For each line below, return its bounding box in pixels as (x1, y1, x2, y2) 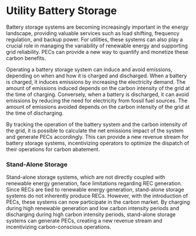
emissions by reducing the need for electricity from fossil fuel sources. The (6, 97, 188, 104)
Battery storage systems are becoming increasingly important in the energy (6, 23, 189, 30)
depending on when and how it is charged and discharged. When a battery (6, 72, 187, 79)
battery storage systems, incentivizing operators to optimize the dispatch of (6, 139, 190, 146)
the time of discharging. (6, 110, 64, 117)
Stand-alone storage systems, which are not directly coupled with (6, 174, 165, 181)
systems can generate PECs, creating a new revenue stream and (6, 217, 163, 224)
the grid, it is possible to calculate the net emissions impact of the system (6, 127, 184, 134)
